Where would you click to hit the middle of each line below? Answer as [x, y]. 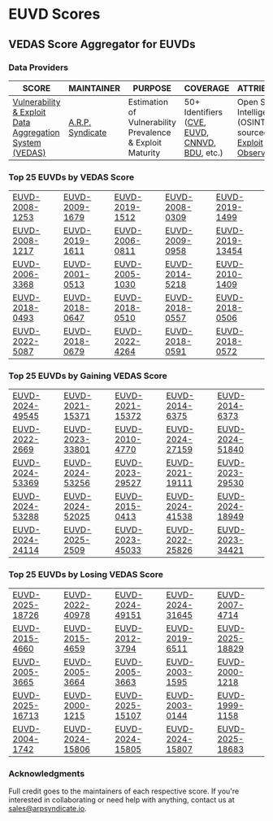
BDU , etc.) [204, 153]
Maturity [144, 153]
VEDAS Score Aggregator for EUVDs [102, 44]
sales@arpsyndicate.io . [48, 809]
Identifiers [204, 112]
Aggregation [36, 132]
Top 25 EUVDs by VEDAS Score [71, 177]
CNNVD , [200, 142]
